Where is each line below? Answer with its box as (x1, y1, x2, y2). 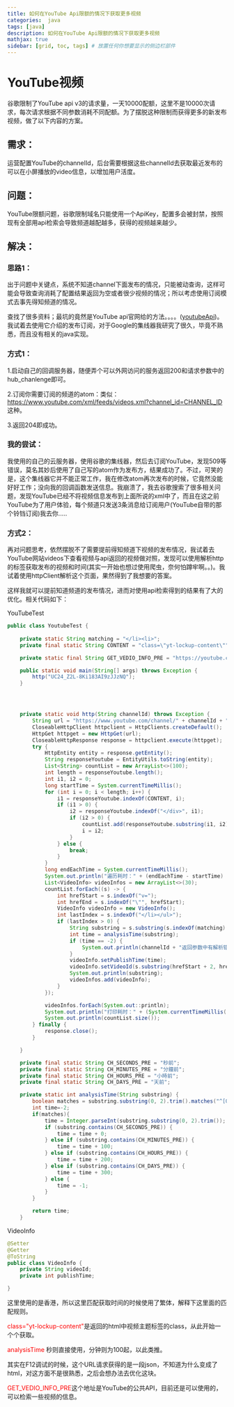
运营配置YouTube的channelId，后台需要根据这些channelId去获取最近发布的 (7, 158, 223, 167)
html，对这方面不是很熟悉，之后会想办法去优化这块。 (7, 1369, 160, 1378)
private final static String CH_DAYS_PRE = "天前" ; (19, 1079, 171, 1086)
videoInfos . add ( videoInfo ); (69, 977, 151, 984)
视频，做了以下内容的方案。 (7, 116, 87, 125)
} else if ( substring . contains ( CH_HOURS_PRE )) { (44, 1150, 189, 1157)
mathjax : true (7, 36, 49, 43)
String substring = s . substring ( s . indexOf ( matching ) (69, 924, 226, 932)
